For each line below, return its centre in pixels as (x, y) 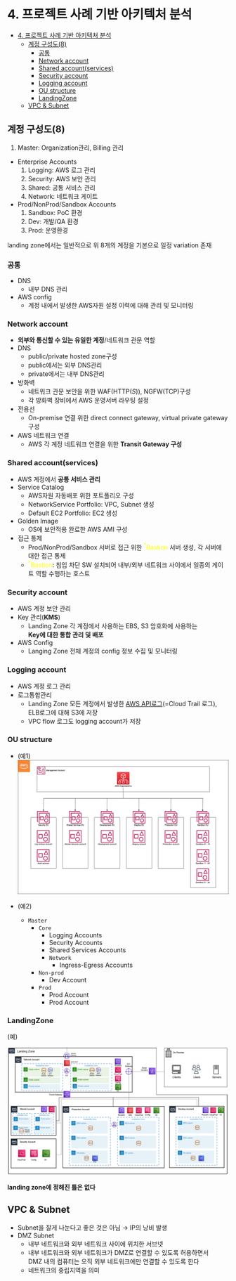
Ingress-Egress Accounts (96, 965)
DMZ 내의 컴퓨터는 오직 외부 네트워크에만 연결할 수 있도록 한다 (113, 1261)
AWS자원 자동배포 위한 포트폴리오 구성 (81, 495)
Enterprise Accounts (47, 162)
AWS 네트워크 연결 (43, 436)
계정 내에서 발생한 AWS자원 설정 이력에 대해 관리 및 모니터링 (111, 306)
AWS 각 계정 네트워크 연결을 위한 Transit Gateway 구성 (105, 444)
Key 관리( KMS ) (39, 617)
